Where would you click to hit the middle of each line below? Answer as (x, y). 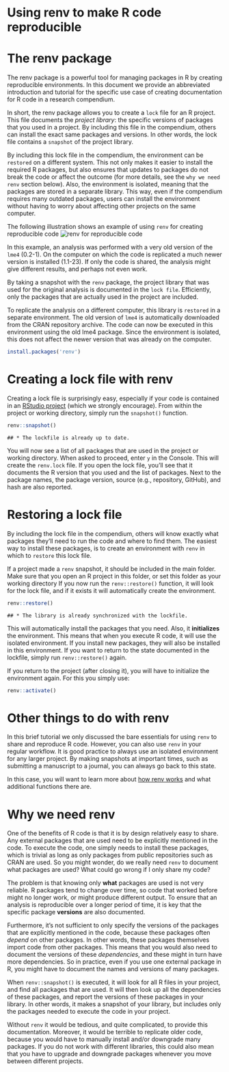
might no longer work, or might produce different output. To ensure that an (112, 898)
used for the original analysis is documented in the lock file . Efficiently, (109, 290)
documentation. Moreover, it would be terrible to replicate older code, (105, 1032)
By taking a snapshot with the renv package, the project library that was (108, 282)
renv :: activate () (32, 690)
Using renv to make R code (84, 13)
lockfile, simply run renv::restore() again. (67, 657)
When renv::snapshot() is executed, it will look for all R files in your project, (114, 982)
